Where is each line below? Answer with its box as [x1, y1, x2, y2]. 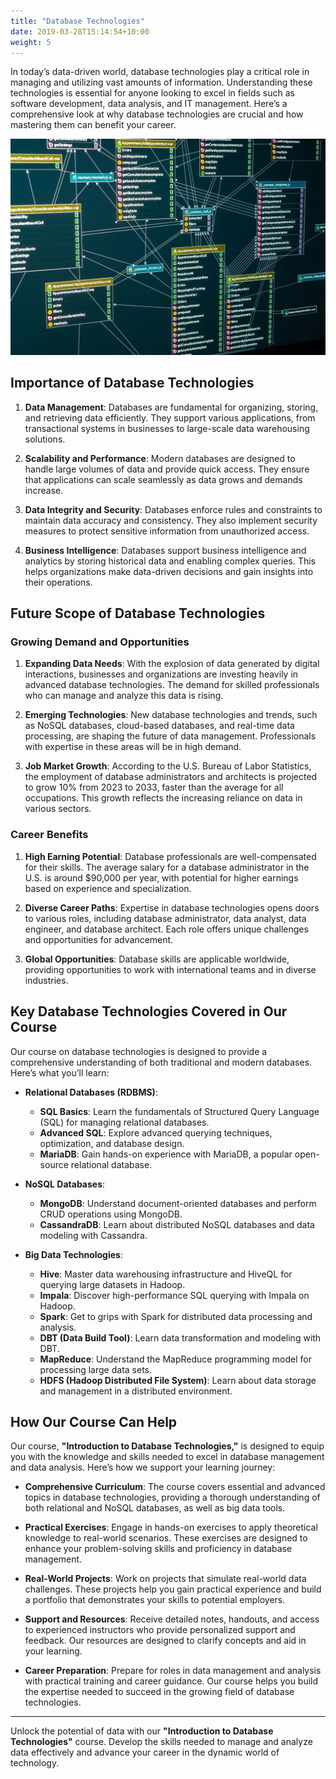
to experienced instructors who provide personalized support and [24, 1624, 296, 1636]
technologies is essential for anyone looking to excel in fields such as [10, 87, 295, 99]
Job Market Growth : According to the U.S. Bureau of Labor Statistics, [24, 760, 312, 772]
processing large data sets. [39, 1363, 152, 1375]
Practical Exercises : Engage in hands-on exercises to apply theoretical [24, 1521, 318, 1534]
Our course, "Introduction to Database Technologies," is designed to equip [10, 1440, 325, 1452]
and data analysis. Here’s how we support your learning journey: [10, 1461, 276, 1474]
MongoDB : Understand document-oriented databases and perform [39, 1197, 317, 1209]
